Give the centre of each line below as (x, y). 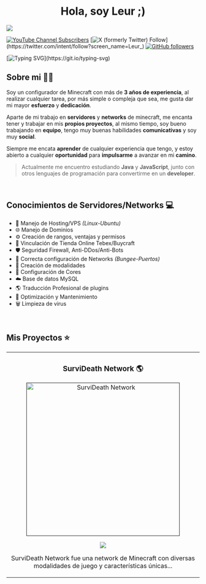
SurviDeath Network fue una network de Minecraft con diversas (103, 558)
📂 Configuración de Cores (48, 271)
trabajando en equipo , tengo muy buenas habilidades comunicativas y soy (101, 130)
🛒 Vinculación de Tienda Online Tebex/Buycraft (75, 243)
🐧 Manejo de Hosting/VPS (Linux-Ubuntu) (68, 223)
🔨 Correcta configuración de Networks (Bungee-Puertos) (88, 259)
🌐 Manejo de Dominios (44, 229)
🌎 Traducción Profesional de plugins (62, 288)
